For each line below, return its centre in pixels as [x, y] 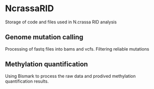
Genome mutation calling [44, 37]
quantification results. [27, 81]
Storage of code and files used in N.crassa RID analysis [61, 22]
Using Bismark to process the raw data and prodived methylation [70, 76]
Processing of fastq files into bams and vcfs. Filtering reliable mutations [77, 49]
